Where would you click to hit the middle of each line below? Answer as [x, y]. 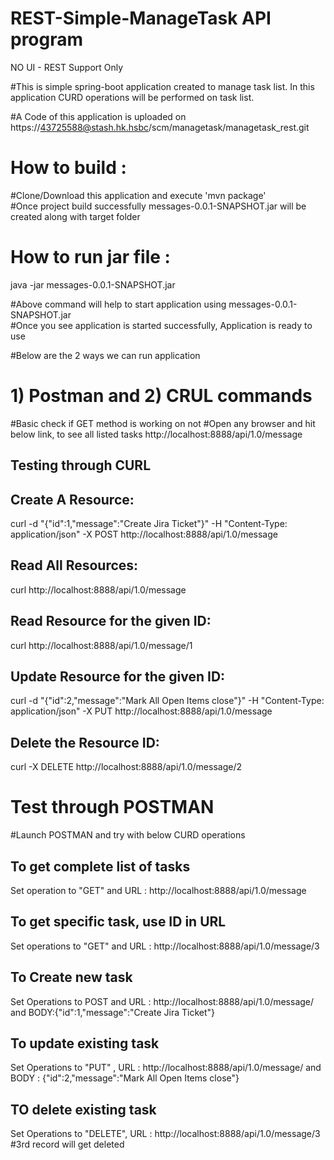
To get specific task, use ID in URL [118, 922]
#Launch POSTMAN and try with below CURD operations [128, 835]
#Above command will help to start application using [118, 304]
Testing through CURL [81, 465]
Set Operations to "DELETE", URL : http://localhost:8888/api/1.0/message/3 [165, 1134]
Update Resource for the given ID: [118, 676]
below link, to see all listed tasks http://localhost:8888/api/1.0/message [156, 434]
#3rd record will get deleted [67, 1144]
